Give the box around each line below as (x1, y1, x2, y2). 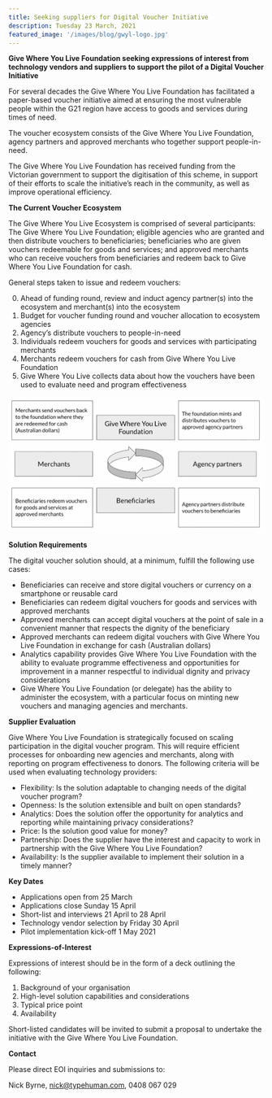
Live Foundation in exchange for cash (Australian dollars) (19, 641, 211, 651)
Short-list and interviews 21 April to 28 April (19, 909, 166, 919)
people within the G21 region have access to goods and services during (8, 104, 248, 114)
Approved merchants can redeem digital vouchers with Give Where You (19, 632, 260, 642)
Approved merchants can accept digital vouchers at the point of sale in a (19, 615, 264, 625)
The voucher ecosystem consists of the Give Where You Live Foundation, (8, 129, 254, 138)
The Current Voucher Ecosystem (8, 203, 122, 213)
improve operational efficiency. (8, 187, 112, 197)
